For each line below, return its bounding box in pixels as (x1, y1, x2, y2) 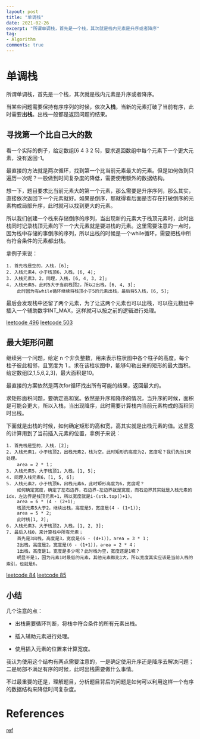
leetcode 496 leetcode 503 (6, 319, 73, 326)
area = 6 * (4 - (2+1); (17, 499, 76, 505)
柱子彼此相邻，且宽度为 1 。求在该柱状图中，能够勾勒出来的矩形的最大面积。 (6, 362, 194, 369)
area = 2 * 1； (17, 462, 54, 468)
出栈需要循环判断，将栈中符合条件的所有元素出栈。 (14, 620, 140, 627)
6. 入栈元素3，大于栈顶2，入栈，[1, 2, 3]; (6, 523, 104, 529)
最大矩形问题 (6, 338, 54, 348)
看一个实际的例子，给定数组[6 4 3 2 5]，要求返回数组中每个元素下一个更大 (6, 147, 189, 154)
